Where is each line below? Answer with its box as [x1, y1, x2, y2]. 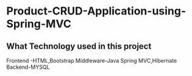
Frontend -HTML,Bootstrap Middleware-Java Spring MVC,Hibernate [6, 57, 177, 64]
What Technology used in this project [6, 41, 152, 51]
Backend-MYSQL [6, 63, 50, 71]
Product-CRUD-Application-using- [6, 4, 187, 18]
